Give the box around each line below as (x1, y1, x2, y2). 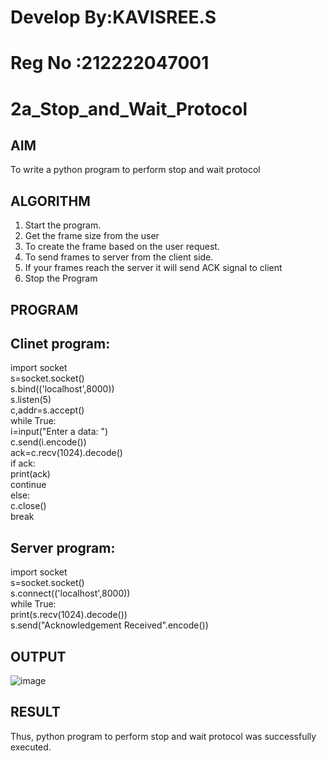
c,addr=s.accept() (10, 404, 85, 416)
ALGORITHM (10, 192, 91, 210)
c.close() (10, 500, 47, 512)
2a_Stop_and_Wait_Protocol (10, 97, 248, 120)
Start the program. (24, 219, 102, 231)
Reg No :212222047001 (10, 52, 210, 75)
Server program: (10, 539, 116, 556)
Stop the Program (24, 272, 98, 285)
